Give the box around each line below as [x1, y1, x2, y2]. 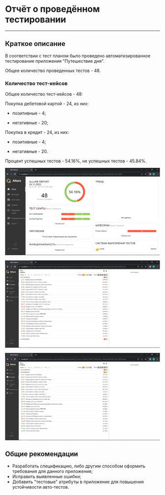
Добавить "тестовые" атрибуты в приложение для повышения [12, 479, 144, 485]
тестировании [5, 14, 66, 25]
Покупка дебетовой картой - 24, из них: [5, 101, 89, 107]
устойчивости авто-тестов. [12, 484, 69, 490]
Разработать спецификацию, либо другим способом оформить [12, 463, 146, 469]
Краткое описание [5, 39, 65, 48]
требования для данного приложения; [12, 468, 93, 474]
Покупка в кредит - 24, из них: [5, 129, 69, 135]
